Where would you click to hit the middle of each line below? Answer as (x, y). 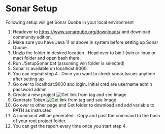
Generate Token (29, 100)
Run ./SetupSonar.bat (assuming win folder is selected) (69, 63)
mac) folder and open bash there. (47, 58)
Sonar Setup (32, 9)
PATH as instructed (32, 110)
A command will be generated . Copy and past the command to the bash (86, 115)
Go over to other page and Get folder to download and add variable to (83, 105)
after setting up (28, 79)
